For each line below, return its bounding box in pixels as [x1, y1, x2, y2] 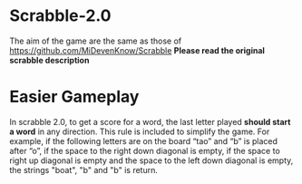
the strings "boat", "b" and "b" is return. [9, 164, 159, 175]
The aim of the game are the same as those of [9, 35, 182, 46]
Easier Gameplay [9, 87, 140, 107]
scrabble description [9, 54, 90, 65]
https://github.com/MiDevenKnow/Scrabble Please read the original [9, 44, 266, 55]
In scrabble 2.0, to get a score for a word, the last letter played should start [9, 116, 291, 127]
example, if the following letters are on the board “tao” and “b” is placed [9, 135, 278, 146]
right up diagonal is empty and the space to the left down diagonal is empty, [9, 155, 294, 166]
